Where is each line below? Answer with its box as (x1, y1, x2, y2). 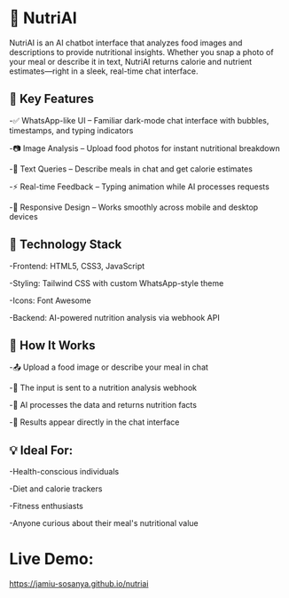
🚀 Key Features (9, 92, 95, 107)
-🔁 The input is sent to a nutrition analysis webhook (9, 382, 198, 394)
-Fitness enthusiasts (9, 501, 84, 512)
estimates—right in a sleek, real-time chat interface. (9, 66, 199, 76)
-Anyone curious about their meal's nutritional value (9, 518, 199, 529)
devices (9, 211, 38, 221)
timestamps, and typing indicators (9, 124, 134, 136)
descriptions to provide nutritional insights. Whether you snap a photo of (9, 46, 274, 57)
